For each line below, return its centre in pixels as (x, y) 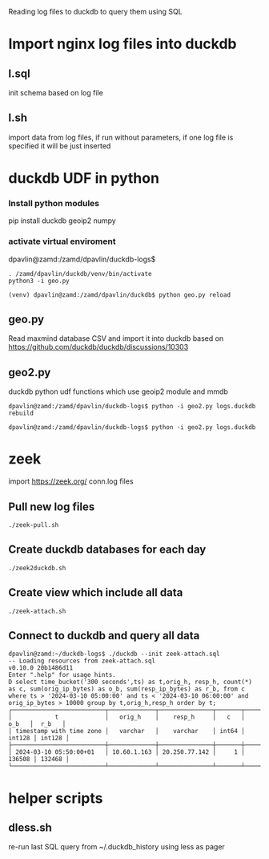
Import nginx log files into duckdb (122, 44)
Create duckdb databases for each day (107, 550)
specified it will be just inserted (60, 146)
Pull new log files (52, 506)
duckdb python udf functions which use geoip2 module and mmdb (118, 391)
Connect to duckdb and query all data (104, 636)
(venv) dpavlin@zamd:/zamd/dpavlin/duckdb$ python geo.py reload (119, 295)
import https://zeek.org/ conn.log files (71, 481)
